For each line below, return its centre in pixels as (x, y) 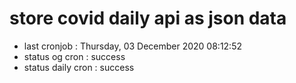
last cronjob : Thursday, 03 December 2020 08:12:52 (132, 46)
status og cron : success (74, 56)
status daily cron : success (79, 67)
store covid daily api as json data (148, 18)
